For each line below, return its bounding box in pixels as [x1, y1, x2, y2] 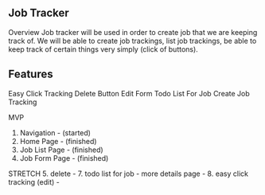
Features [8, 68, 53, 81]
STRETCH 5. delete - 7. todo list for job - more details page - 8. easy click [8, 169, 249, 178]
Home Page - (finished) [19, 136, 97, 146]
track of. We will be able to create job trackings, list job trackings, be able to [8, 36, 257, 45]
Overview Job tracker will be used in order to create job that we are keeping [8, 27, 258, 37]
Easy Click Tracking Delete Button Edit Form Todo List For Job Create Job [8, 88, 251, 98]
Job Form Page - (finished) [19, 153, 109, 162]
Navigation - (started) [19, 127, 92, 138]
